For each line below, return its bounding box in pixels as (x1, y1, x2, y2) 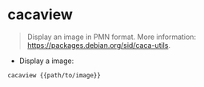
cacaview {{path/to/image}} (7, 71, 102, 79)
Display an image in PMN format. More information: (26, 32, 197, 42)
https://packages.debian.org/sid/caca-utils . (26, 40, 171, 49)
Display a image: (18, 56, 74, 65)
